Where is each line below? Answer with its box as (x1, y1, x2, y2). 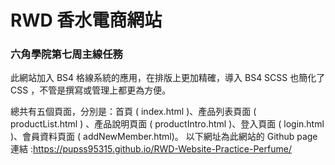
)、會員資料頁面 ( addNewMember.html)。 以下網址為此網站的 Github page (10, 131, 318, 143)
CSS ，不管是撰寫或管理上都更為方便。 (10, 84, 172, 96)
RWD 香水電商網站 (10, 9, 163, 32)
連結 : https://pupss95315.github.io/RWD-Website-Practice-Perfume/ (10, 143, 292, 155)
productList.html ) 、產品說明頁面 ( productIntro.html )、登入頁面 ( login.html (10, 118, 325, 130)
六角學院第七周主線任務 (10, 47, 123, 61)
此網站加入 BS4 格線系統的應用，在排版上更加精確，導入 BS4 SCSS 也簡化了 (10, 72, 326, 84)
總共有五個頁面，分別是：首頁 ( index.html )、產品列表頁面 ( (10, 106, 257, 118)
